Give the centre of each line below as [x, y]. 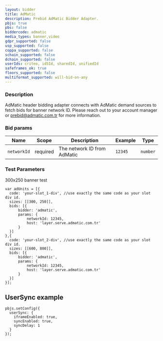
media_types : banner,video [32, 37]
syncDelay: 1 [27, 326]
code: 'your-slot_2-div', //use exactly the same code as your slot [80, 240]
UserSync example [34, 297]
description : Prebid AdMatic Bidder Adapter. [52, 18]
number [148, 152]
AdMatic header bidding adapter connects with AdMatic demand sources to [81, 105]
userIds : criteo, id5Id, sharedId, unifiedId [52, 64]
